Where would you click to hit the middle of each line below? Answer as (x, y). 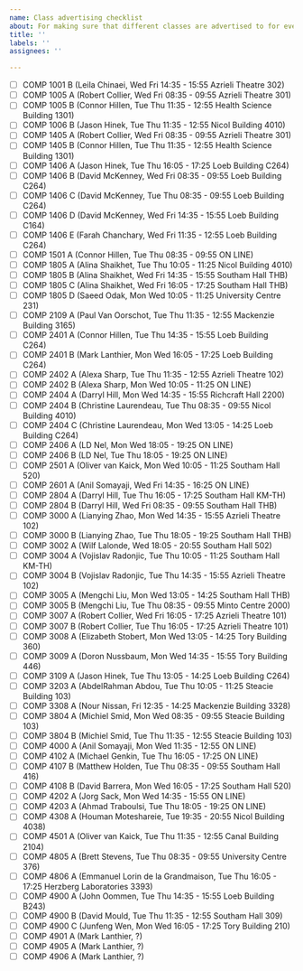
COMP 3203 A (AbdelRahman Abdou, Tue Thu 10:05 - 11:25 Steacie (148, 686)
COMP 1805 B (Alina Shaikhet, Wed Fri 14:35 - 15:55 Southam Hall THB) (155, 275)
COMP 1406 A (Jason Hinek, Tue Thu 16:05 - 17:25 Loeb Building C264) (156, 165)
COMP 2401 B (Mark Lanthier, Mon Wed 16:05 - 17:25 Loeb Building (147, 355)
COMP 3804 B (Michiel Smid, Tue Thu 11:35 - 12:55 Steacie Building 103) (157, 735)
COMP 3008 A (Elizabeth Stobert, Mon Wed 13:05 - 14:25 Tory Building (154, 636)
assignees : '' (36, 51)
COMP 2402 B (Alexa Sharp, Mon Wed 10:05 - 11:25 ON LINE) (137, 385)
